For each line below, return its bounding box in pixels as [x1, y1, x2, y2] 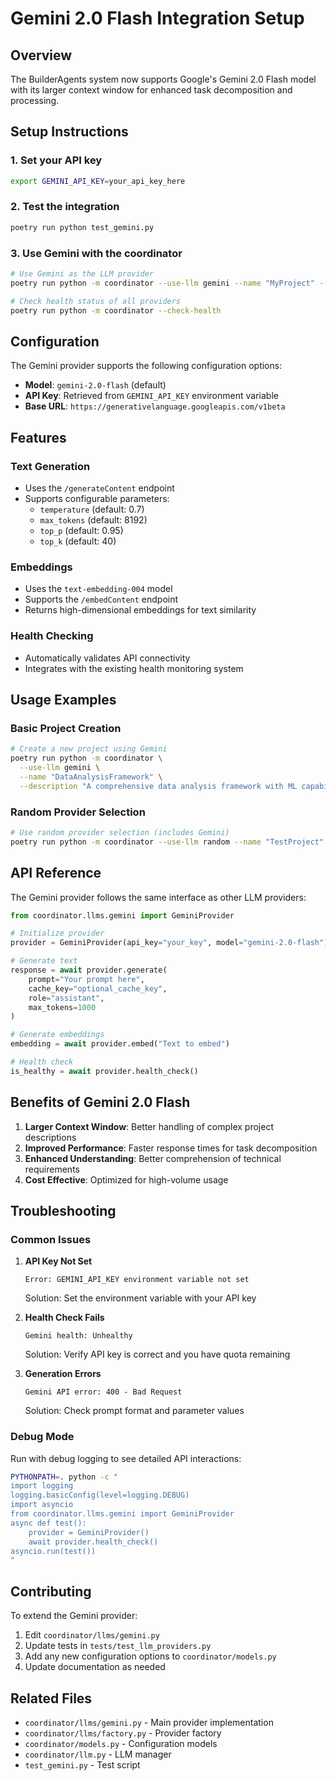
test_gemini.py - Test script [24, 1758, 141, 1771]
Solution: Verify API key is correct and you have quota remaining [24, 1348, 291, 1361]
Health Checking [10, 629, 94, 643]
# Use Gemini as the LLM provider [10, 269, 155, 279]
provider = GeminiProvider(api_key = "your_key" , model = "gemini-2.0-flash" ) [10, 938, 329, 948]
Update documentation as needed [24, 1661, 166, 1673]
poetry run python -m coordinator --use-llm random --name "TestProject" [10, 837, 325, 847]
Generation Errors [24, 1368, 102, 1380]
